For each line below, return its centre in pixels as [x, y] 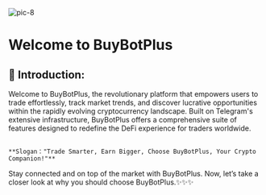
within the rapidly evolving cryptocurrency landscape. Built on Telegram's [131, 111]
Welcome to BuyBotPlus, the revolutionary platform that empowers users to [133, 94]
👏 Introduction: [47, 75]
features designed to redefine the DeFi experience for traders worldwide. [130, 128]
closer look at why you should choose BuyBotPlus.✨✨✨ [101, 182]
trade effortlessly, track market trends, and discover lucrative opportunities [133, 102]
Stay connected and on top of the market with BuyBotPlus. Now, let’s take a [134, 174]
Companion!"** [32, 159]
